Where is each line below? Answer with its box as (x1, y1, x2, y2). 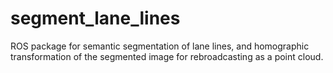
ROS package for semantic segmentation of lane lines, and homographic (10, 40, 310, 52)
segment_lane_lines (10, 7, 181, 30)
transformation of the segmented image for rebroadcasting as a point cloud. (10, 50, 324, 62)
